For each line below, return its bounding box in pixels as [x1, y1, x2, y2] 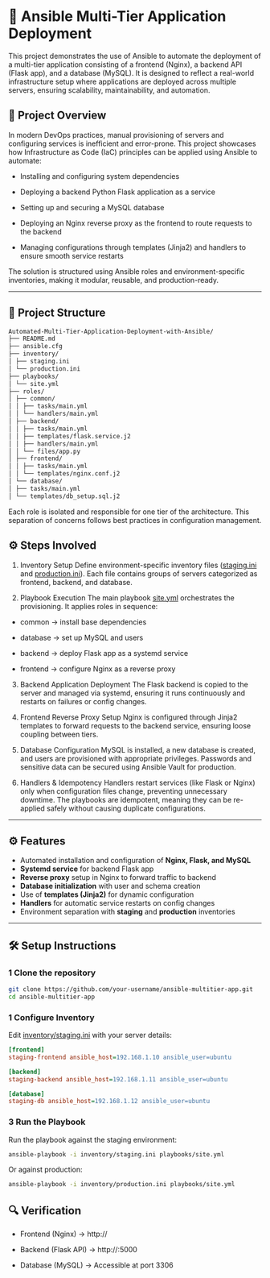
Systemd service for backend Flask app [19, 864, 154, 873]
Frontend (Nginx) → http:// [19, 1229, 108, 1239]
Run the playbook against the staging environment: [8, 1135, 178, 1144]
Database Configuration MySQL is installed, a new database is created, [19, 745, 256, 754]
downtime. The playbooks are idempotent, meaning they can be [19, 795, 232, 804]
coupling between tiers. [19, 729, 99, 739]
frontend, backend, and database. [19, 577, 133, 587]
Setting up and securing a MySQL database [19, 202, 165, 212]
